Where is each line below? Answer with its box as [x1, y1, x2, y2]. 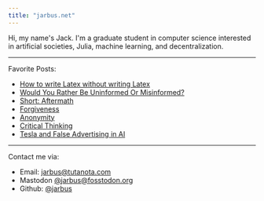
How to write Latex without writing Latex [19, 79, 151, 89]
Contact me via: [8, 152, 60, 161]
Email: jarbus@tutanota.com [19, 166, 112, 177]
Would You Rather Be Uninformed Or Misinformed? [19, 87, 185, 97]
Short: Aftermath [19, 96, 74, 105]
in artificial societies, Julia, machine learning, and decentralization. [8, 41, 224, 51]
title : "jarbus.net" [8, 11, 76, 20]
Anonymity [19, 112, 55, 122]
